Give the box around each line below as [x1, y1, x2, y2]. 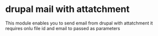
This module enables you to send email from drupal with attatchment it [5, 20, 153, 26]
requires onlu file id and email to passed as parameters [5, 25, 120, 31]
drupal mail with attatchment [5, 3, 130, 15]
